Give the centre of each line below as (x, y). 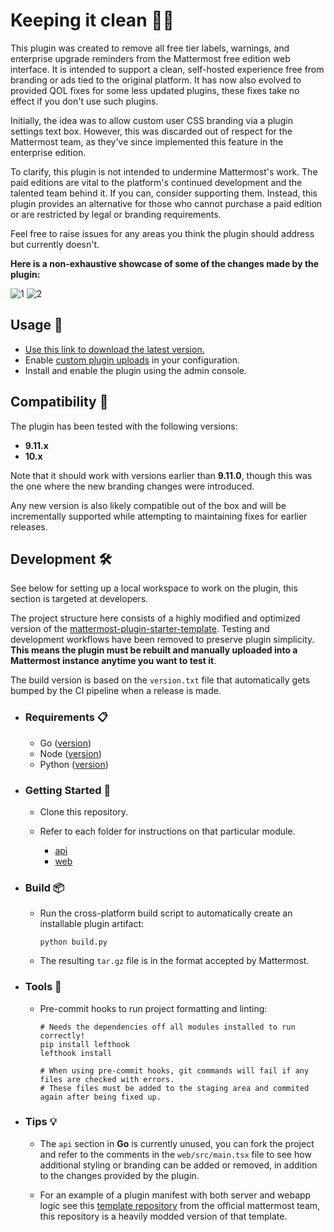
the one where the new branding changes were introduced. (132, 486)
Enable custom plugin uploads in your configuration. (132, 360)
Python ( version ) (74, 764)
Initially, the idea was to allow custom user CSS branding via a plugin (151, 120)
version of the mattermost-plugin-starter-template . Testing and (140, 629)
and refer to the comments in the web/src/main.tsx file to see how (175, 1154)
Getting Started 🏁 (68, 790)
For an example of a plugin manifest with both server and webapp (175, 1195)
